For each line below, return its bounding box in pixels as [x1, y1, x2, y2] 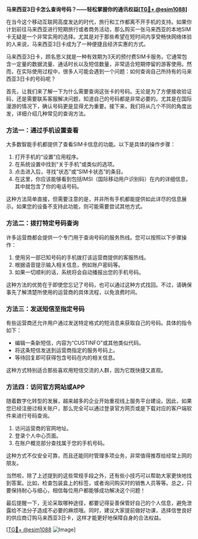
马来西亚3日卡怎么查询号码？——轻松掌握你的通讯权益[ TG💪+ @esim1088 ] [6, 6, 187, 12]
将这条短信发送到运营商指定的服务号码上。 [14, 346, 118, 354]
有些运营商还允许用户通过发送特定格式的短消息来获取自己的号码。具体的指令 [6, 319, 192, 326]
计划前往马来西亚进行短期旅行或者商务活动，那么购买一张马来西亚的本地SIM [6, 26, 192, 33]
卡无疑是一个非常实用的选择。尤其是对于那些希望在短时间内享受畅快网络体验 [6, 33, 192, 40]
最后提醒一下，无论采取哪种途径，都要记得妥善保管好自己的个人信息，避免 [6, 499, 187, 506]
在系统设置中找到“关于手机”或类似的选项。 [14, 161, 118, 168]
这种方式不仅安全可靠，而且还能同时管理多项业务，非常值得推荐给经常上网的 [6, 452, 192, 459]
